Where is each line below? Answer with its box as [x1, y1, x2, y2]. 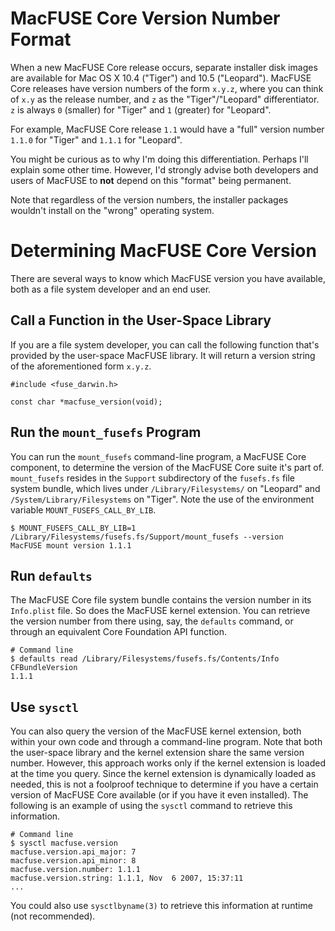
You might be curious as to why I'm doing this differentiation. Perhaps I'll [10, 153, 309, 165]
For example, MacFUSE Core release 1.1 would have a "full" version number [10, 123, 325, 135]
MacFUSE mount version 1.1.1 [10, 540, 132, 551]
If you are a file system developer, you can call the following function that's [10, 338, 320, 351]
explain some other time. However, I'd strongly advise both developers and [10, 163, 319, 176]
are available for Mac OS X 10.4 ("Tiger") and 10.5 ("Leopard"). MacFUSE [10, 72, 312, 84]
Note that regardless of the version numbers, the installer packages [10, 193, 289, 206]
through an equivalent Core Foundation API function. [10, 626, 227, 638]
